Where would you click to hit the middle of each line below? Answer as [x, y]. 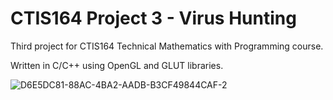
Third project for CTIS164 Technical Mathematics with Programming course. [167, 46]
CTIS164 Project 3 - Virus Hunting [153, 18]
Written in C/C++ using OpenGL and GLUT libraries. [117, 65]
